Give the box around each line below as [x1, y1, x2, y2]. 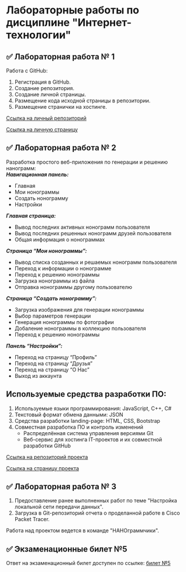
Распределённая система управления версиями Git [23, 429, 154, 436]
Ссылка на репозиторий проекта [6, 453, 88, 460]
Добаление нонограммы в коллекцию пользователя [14, 325, 146, 332]
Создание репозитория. [14, 85, 75, 91]
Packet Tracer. [14, 516, 50, 523]
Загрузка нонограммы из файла [14, 277, 95, 284]
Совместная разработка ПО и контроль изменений [14, 423, 143, 430]
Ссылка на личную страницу [6, 126, 78, 133]
